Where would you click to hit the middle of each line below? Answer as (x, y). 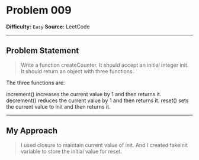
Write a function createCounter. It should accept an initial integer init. (105, 65)
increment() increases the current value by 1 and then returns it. (84, 94)
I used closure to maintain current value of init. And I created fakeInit (104, 145)
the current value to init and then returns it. (58, 106)
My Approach (32, 131)
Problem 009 (39, 10)
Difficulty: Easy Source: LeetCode (48, 27)
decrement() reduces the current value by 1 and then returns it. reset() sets (97, 100)
